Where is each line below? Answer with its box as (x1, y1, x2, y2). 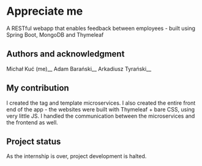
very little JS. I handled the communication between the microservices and (6, 112, 195, 119)
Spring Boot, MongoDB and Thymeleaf (6, 31, 104, 38)
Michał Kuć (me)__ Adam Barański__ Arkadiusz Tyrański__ (6, 65, 152, 72)
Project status (6, 136, 61, 146)
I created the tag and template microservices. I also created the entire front (6, 99, 196, 107)
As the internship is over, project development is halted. (6, 153, 147, 160)
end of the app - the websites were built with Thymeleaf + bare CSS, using (6, 105, 195, 113)
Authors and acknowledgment (6, 49, 125, 59)
